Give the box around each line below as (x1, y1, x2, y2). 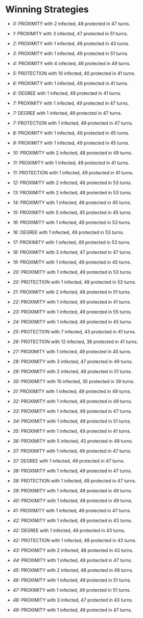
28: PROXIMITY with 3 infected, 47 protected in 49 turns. (12, 358, 133, 365)
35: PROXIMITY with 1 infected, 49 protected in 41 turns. (12, 428, 131, 434)
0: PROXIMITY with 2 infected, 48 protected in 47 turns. (12, 21, 131, 27)
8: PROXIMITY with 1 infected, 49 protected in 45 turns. (12, 130, 130, 136)
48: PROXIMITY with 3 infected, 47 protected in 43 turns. (12, 596, 133, 603)
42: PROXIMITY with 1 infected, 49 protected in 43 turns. (12, 517, 133, 524)
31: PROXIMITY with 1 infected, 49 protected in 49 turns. (12, 388, 132, 394)
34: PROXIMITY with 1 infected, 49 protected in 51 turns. (12, 418, 132, 424)
